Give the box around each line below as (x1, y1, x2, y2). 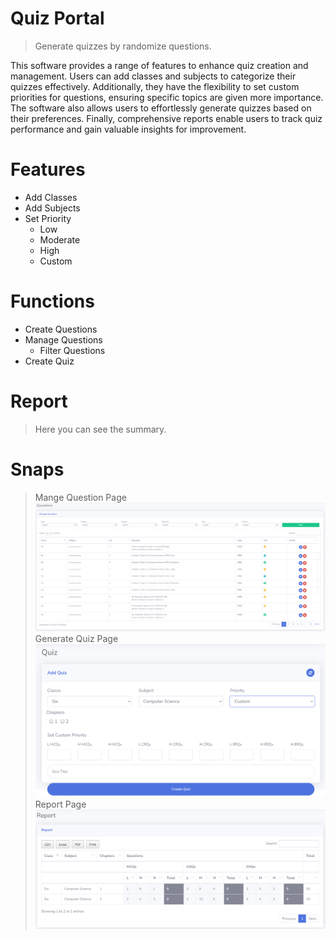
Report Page (34, 798, 87, 811)
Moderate (39, 233, 81, 246)
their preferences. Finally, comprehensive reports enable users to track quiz (10, 112, 323, 124)
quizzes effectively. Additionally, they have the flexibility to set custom (10, 80, 300, 92)
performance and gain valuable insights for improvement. (10, 123, 247, 135)
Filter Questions (39, 344, 106, 356)
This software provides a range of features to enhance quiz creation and (10, 59, 309, 71)
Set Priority (24, 212, 72, 224)
